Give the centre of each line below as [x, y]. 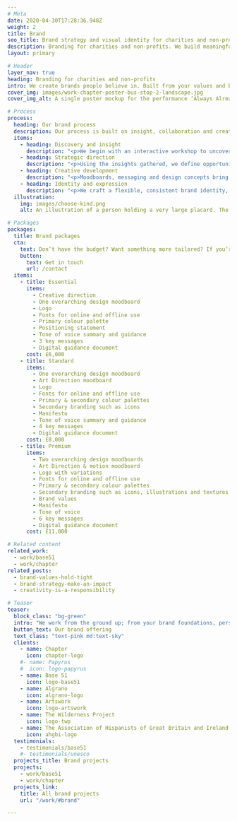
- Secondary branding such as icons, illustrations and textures [131, 492]
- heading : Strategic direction [67, 158]
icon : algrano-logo [54, 695]
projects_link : [36, 787]
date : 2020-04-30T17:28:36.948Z [55, 20]
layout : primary [31, 54]
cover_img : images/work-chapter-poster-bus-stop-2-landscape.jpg [105, 93]
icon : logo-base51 [53, 682]
